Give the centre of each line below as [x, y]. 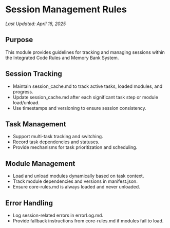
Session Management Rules [66, 9]
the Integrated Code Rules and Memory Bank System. [62, 58]
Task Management [36, 124]
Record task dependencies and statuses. [56, 142]
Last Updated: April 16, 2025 [36, 24]
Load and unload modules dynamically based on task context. [78, 176]
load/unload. [26, 102]
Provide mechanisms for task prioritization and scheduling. [75, 147]
